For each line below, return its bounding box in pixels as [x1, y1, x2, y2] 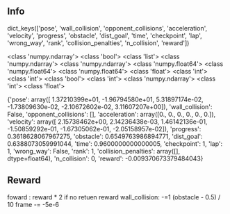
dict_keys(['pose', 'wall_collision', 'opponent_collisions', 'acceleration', [7, 24, 208, 32]
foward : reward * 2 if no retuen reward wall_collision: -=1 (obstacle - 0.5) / [7, 192, 221, 201]
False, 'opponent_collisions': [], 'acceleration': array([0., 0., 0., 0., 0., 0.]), [7, 110, 216, 118]
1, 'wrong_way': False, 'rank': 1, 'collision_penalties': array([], [7, 147, 181, 155]
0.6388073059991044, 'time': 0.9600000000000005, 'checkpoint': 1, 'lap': [7, 139, 223, 148]
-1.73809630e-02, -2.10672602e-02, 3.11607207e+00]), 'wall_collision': [7, 102, 213, 110]
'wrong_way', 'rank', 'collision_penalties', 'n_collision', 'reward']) [7, 38, 190, 47]
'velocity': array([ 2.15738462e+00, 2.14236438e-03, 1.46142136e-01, [7, 117, 208, 126]
